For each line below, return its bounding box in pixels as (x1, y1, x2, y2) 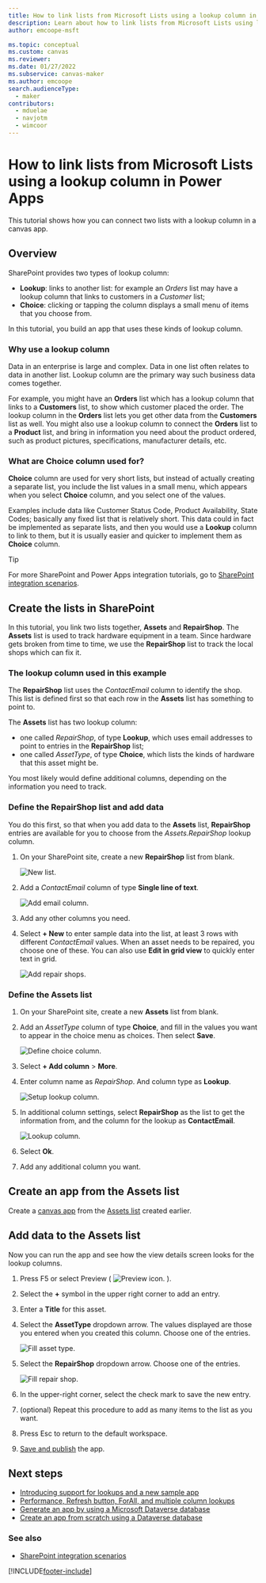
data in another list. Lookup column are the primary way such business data (8, 370, 256, 379)
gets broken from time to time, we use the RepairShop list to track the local (8, 639, 253, 649)
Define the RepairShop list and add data (8, 801, 164, 812)
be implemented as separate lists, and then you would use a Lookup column (8, 523, 257, 532)
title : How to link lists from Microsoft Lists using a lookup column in (8, 11, 257, 20)
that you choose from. (19, 308, 93, 318)
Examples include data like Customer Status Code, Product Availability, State (8, 506, 258, 516)
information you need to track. (8, 782, 107, 792)
